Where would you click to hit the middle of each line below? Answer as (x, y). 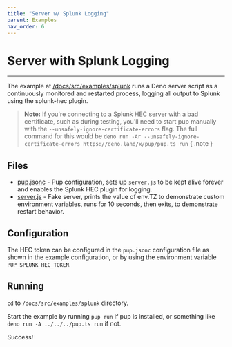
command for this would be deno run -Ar (83, 136)
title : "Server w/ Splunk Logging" (58, 13)
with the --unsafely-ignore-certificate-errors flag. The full (111, 129)
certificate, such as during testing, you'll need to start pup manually (120, 122)
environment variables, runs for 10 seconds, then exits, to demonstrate (118, 204)
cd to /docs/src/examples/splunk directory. (68, 303)
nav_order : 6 (26, 26)
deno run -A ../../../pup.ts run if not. (64, 323)
